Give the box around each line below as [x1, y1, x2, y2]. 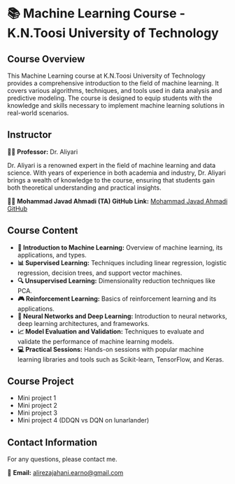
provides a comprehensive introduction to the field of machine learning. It [7, 79, 219, 87]
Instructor [7, 129, 52, 141]
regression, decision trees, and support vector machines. [17, 269, 183, 277]
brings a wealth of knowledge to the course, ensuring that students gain [7, 176, 215, 184]
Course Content [7, 225, 78, 236]
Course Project [7, 376, 75, 387]
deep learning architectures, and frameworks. [17, 319, 150, 327]
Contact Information [7, 436, 98, 448]
